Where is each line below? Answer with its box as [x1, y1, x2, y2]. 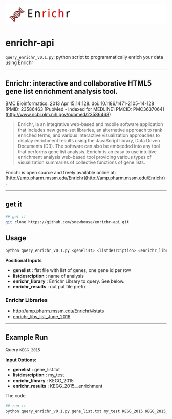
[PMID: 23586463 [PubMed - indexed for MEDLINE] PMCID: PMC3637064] [5, 106, 165, 112]
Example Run [5, 333, 48, 342]
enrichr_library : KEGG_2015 [12, 377, 74, 383]
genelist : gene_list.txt [12, 366, 60, 372]
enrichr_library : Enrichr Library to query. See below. [12, 278, 125, 284]
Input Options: [5, 357, 37, 363]
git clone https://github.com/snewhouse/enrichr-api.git [5, 220, 130, 225]
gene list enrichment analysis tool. [5, 87, 118, 96]
